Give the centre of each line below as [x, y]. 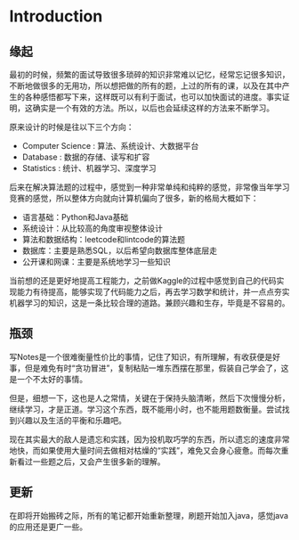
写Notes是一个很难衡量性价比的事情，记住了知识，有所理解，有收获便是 [141, 356]
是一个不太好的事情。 [48, 379]
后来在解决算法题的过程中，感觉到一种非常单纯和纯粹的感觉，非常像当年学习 [149, 187]
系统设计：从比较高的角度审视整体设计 [92, 228]
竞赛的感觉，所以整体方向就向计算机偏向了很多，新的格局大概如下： [134, 198]
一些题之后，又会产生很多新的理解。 [99, 462]
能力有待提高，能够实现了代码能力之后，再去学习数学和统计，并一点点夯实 [153, 292]
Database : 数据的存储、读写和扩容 [86, 157]
